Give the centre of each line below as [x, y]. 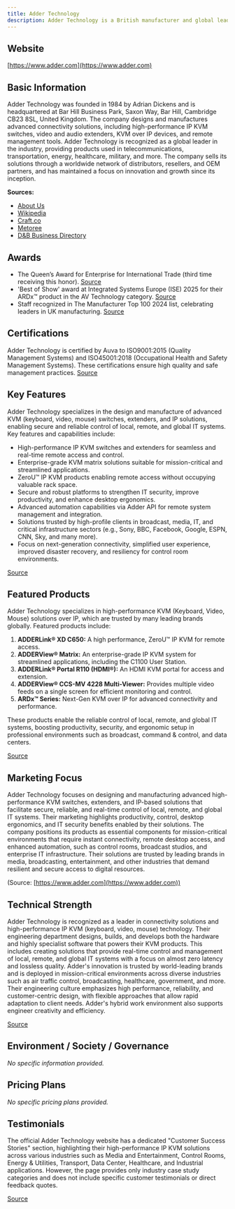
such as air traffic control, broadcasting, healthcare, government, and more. [116, 981]
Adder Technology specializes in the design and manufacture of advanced [115, 411]
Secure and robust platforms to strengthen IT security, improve [108, 492]
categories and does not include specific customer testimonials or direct [112, 1178]
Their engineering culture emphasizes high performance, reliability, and [110, 988]
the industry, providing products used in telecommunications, [95, 149]
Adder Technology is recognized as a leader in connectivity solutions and [113, 921]
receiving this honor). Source [59, 281]
